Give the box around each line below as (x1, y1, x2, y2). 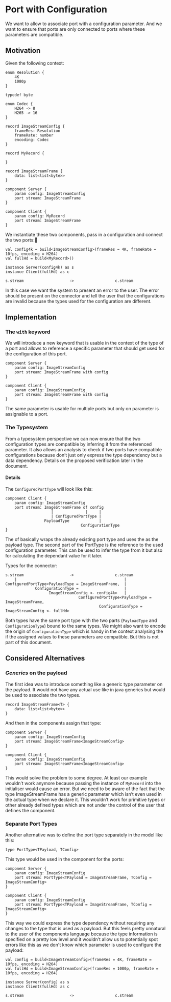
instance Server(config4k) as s (5, 265, 74, 270)
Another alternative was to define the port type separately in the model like (5, 832, 163, 838)
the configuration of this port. (5, 351, 67, 357)
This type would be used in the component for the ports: (5, 856, 124, 862)
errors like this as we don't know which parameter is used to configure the (5, 941, 162, 948)
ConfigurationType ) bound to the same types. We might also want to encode (5, 623, 166, 629)
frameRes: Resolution (14, 128, 60, 133)
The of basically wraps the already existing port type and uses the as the (5, 536, 159, 542)
